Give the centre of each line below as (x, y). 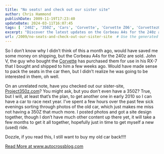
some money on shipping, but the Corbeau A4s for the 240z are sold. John (81, 56)
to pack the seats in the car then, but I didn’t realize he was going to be (76, 71)
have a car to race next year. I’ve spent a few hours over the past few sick (79, 101)
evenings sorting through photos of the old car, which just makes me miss (79, 106)
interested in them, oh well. (32, 77)
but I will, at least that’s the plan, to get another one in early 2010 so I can (79, 96)
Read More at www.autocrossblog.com (44, 146)
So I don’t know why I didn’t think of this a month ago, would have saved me (82, 50)
